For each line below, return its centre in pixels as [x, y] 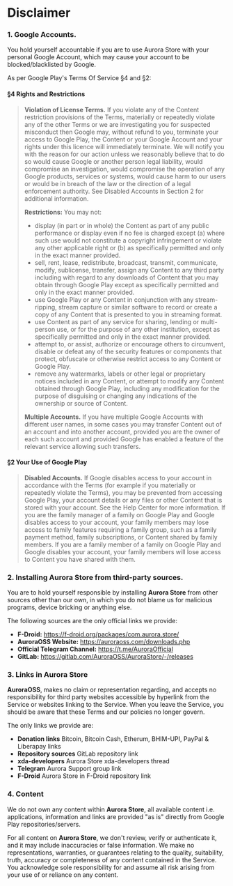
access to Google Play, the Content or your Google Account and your [123, 139]
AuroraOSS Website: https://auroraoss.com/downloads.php [104, 642]
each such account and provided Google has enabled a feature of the [124, 439]
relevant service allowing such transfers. [82, 446]
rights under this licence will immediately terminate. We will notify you [124, 146]
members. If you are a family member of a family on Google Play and [122, 544]
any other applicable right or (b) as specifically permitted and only [129, 247]
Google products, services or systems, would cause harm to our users [125, 176]
